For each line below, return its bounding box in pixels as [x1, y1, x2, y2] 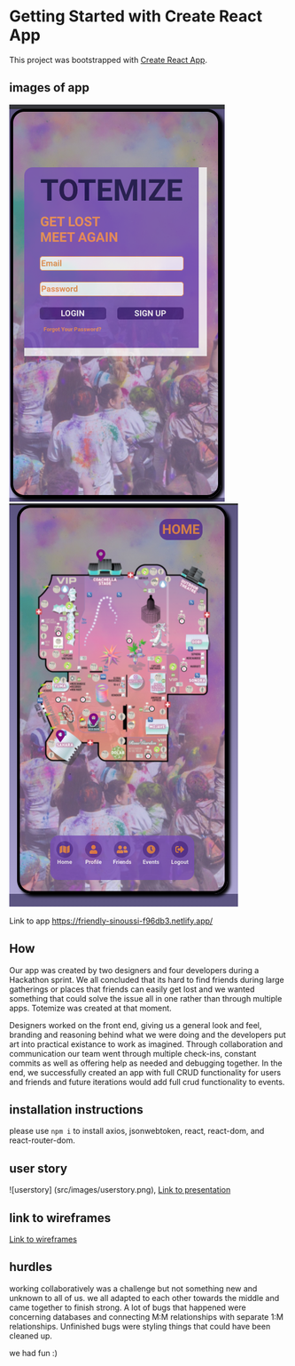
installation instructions [9, 1102, 144, 1117]
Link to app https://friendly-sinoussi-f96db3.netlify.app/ [9, 915, 213, 926]
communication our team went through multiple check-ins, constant [9, 1048, 257, 1058]
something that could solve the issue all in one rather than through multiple [9, 993, 283, 1003]
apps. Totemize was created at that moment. [9, 1003, 173, 1013]
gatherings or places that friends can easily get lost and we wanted [9, 984, 255, 995]
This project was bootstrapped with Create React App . [9, 54, 208, 65]
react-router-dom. [9, 1135, 75, 1146]
